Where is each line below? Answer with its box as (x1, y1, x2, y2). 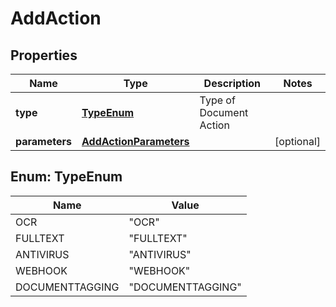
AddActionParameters (81, 135, 190, 148)
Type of (199, 93, 236, 107)
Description (203, 77, 262, 90)
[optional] (274, 135, 321, 148)
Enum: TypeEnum (10, 168, 123, 186)
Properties (10, 47, 78, 64)
